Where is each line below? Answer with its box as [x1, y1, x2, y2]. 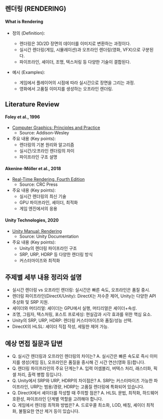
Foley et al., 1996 [5, 114, 40, 120]
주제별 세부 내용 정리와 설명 [5, 273, 82, 281]
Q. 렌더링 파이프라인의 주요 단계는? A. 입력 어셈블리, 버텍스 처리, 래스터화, [12, 366, 152, 372]
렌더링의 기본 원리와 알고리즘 [19, 142, 74, 148]
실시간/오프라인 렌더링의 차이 [19, 148, 74, 154]
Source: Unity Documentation [19, 233, 79, 239]
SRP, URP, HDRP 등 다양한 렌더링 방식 [19, 251, 93, 257]
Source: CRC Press [19, 181, 58, 187]
